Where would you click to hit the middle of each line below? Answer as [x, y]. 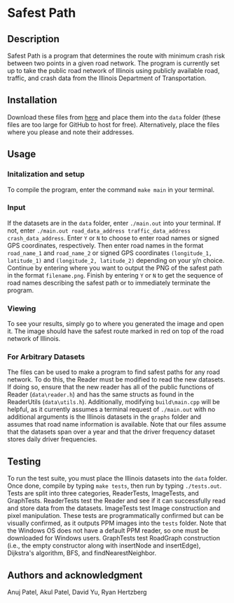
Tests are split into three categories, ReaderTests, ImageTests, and [103, 493]
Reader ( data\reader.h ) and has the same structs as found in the [101, 394]
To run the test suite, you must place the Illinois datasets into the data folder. [117, 479]
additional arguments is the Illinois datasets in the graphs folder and [104, 417]
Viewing [22, 309]
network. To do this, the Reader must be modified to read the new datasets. [116, 380]
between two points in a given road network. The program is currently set [113, 63]
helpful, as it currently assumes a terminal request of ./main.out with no [111, 410]
